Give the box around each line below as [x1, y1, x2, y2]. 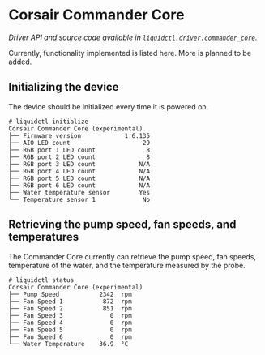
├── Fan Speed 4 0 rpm [8, 319, 132, 327]
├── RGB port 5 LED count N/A [8, 174, 151, 182]
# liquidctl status [8, 276, 75, 284]
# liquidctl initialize [8, 118, 89, 126]
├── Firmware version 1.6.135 [8, 131, 151, 139]
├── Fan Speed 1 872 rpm [8, 297, 132, 306]
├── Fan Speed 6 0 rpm [8, 332, 132, 341]
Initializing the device [8, 80, 119, 94]
